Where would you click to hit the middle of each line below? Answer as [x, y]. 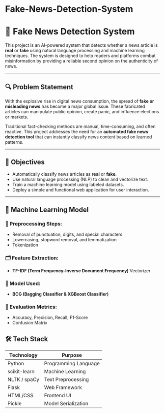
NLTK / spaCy [24, 380]
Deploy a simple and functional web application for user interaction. [81, 190]
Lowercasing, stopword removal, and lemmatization [64, 240]
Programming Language [72, 364]
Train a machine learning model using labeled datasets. [68, 184]
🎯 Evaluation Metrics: [31, 307]
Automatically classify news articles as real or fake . [64, 174]
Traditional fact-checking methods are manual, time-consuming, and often [80, 126]
